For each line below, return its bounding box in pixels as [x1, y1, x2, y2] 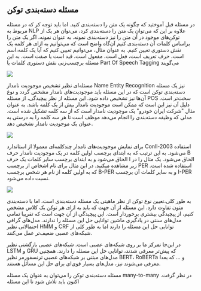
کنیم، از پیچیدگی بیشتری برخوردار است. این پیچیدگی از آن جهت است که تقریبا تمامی [7, 210, 194, 217]
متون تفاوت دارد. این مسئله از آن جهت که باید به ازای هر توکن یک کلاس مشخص [7, 204, 184, 211]
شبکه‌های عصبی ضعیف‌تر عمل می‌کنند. [7, 229, 92, 236]
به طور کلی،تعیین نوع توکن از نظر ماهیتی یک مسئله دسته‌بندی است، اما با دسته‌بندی [7, 197, 191, 204]
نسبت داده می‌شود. [7, 174, 50, 181]
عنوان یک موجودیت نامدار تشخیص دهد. [7, 120, 93, 127]
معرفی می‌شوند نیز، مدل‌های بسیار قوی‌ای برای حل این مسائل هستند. [7, 260, 161, 267]
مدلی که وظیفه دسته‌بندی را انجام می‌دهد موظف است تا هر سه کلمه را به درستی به [7, 113, 192, 120]
